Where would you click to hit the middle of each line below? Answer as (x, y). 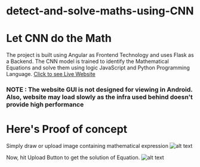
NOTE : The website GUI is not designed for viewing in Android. (99, 90)
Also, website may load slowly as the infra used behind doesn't (99, 97)
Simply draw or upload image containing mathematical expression (87, 145)
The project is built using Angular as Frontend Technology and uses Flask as (100, 55)
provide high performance (45, 105)
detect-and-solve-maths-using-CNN (100, 11)
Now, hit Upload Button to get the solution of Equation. (73, 157)
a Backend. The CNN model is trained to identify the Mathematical (87, 62)
